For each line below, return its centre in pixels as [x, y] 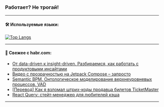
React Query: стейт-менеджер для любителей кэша [66, 94]
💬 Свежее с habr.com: [28, 53]
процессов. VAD [29, 84]
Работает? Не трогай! [32, 7]
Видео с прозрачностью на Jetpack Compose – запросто [71, 74]
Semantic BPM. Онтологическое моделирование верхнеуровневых [82, 79]
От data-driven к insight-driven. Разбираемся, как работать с [75, 63]
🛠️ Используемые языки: [32, 24]
